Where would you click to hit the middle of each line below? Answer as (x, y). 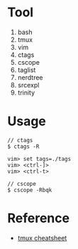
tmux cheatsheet (42, 238)
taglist (27, 70)
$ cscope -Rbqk (30, 190)
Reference (38, 218)
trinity (26, 92)
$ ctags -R (23, 147)
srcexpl (28, 85)
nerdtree (30, 77)
